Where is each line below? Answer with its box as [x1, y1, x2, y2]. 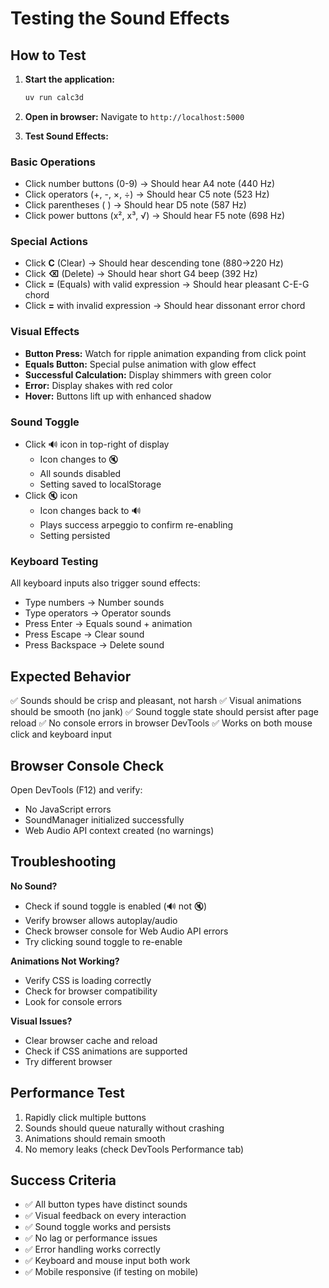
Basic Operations [10, 155, 96, 169]
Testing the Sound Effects [10, 7, 230, 30]
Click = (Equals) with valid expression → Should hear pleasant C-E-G [24, 278, 310, 291]
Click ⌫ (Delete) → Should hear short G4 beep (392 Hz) [24, 268, 258, 280]
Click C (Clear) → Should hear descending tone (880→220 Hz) [24, 257, 284, 269]
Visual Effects [10, 325, 80, 339]
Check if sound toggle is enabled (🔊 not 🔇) [24, 900, 208, 912]
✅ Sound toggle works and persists [24, 1221, 172, 1233]
